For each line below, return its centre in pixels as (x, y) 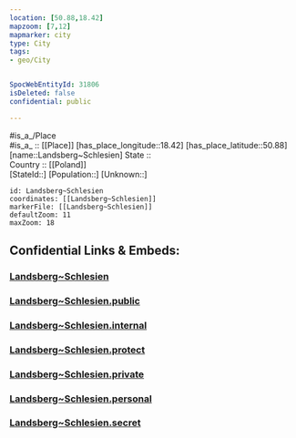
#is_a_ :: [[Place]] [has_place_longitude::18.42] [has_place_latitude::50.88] (148, 145)
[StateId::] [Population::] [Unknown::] (78, 174)
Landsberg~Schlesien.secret (75, 423)
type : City (30, 43)
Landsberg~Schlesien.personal (81, 399)
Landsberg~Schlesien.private (77, 374)
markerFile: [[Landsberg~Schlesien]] (81, 207)
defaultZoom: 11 (40, 215)
